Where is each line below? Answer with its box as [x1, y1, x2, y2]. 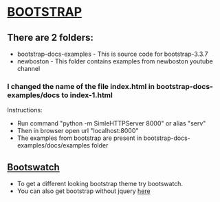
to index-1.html [61, 90, 113, 100]
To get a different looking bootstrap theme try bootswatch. [16, 180, 184, 188]
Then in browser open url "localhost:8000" [16, 127, 139, 135]
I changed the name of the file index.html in [7, 81, 155, 91]
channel [16, 65, 41, 72]
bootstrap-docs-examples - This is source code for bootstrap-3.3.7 [16, 50, 208, 58]
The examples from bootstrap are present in [16, 134, 142, 142]
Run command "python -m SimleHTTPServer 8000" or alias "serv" [16, 119, 206, 128]
